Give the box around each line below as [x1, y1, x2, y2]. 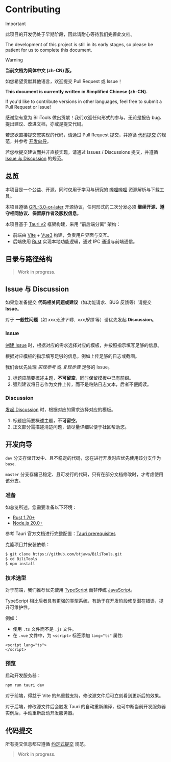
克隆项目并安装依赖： [5, 542, 50, 548]
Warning [5, 56, 23, 63]
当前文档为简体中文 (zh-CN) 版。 [5, 67, 75, 73]
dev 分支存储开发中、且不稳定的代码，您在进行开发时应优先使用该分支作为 [5, 455, 161, 461]
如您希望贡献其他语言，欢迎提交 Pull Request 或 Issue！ [5, 78, 123, 84]
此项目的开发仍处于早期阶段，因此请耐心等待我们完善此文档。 [5, 31, 135, 37]
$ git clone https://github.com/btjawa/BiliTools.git [5, 552, 123, 557]
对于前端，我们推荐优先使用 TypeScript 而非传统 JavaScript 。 [5, 587, 135, 593]
